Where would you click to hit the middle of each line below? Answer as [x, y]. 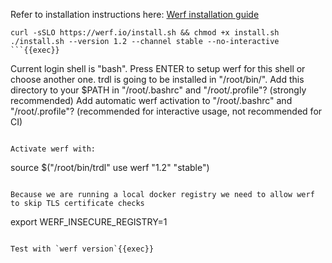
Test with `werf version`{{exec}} [82, 249]
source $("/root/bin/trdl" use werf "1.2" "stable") [110, 167]
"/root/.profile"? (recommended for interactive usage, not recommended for [166, 111]
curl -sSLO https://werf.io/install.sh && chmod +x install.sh [145, 33]
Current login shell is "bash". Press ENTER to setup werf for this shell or [158, 68]
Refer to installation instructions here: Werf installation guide [135, 14]
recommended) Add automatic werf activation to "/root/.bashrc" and [151, 100]
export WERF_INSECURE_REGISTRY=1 [89, 222]
